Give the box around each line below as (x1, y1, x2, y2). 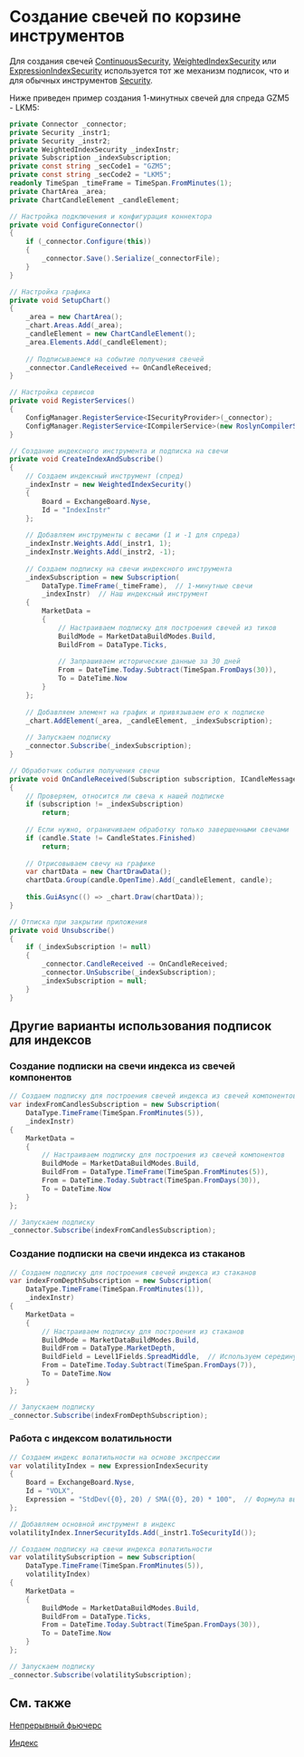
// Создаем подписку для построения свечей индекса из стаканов (9, 1267, 257, 1277)
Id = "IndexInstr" (42, 505, 111, 514)
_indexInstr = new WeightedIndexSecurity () (25, 481, 193, 490)
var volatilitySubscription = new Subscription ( (9, 1553, 196, 1562)
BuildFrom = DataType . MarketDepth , (42, 1344, 176, 1353)
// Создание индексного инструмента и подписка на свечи (9, 446, 229, 455)
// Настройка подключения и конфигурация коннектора (9, 211, 213, 221)
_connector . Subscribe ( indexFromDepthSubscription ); (9, 1411, 208, 1420)
